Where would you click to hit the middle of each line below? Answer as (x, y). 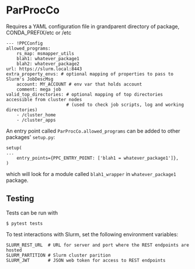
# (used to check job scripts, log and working (125, 105)
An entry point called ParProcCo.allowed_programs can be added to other (93, 131)
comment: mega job (39, 89)
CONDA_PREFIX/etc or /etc (39, 32)
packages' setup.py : (31, 137)
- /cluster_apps (36, 120)
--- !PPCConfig (25, 43)
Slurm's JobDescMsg (30, 79)
